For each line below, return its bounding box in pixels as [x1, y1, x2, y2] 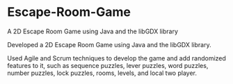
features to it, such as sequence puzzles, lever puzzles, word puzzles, [7, 61, 209, 69]
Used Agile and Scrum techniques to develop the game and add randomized [7, 53, 226, 62]
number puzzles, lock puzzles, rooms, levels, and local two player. [7, 69, 197, 77]
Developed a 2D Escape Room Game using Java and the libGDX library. [7, 40, 211, 49]
